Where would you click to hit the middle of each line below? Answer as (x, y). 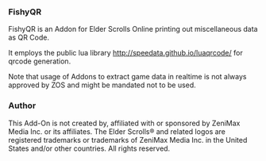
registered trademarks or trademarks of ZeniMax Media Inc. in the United (128, 140)
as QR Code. (29, 37)
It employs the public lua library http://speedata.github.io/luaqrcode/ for (126, 53)
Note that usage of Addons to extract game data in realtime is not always (127, 77)
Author (22, 105)
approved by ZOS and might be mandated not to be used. (102, 85)
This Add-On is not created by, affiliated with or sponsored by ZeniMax (124, 123)
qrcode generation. (40, 61)
